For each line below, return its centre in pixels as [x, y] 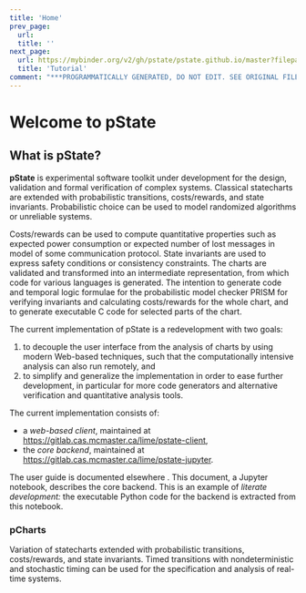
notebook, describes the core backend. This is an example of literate [138, 486]
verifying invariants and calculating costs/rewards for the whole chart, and [149, 302]
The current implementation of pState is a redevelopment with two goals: [147, 329]
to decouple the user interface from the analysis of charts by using [148, 346]
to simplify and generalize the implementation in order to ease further [153, 375]
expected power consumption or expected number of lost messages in [143, 243]
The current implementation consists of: [84, 413]
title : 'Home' [36, 18]
